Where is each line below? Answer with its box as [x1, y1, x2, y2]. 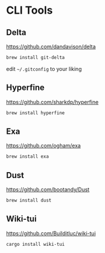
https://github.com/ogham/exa [6, 142, 81, 149]
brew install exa [6, 154, 49, 160]
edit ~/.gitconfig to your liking [6, 65, 82, 72]
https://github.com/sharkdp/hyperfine [6, 98, 99, 105]
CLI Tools [6, 4, 53, 17]
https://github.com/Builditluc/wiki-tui [6, 230, 96, 237]
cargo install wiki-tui [6, 241, 65, 247]
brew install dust [6, 198, 52, 204]
